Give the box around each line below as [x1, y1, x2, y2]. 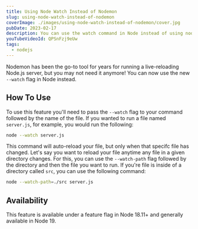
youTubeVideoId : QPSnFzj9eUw [6, 36, 78, 42]
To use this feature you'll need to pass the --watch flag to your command [6, 108, 183, 115]
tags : [6, 42, 19, 48]
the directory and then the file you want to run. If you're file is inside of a [6, 161, 181, 168]
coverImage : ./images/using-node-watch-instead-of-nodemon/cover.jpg [6, 19, 181, 25]
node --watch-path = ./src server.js [6, 179, 94, 185]
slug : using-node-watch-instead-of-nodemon [6, 14, 115, 20]
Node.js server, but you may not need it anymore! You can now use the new [6, 69, 190, 77]
